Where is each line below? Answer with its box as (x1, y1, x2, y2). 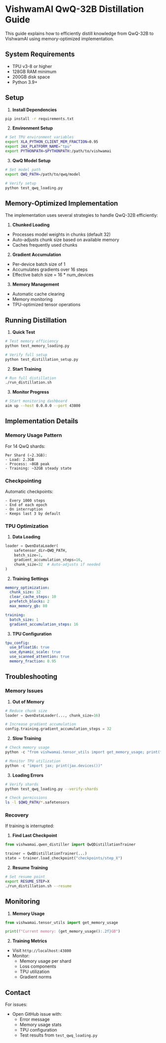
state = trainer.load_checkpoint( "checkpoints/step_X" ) (5, 856, 123, 861)
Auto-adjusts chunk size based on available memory (12, 237, 120, 243)
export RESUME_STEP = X (5, 879, 50, 884)
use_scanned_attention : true (9, 654, 70, 659)
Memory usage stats (19, 1022, 62, 1028)
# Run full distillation (5, 376, 56, 381)
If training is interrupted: (5, 823, 54, 829)
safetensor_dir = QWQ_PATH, (14, 548, 68, 553)
